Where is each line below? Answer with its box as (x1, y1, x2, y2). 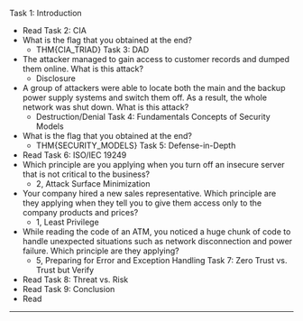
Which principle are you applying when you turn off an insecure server (22, 160, 286, 170)
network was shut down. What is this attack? (22, 102, 189, 112)
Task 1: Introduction (9, 8, 83, 18)
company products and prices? (22, 207, 139, 217)
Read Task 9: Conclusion (22, 284, 115, 294)
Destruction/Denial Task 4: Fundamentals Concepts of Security (35, 112, 271, 122)
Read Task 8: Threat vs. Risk (22, 274, 129, 285)
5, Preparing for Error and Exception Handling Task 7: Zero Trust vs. (35, 255, 288, 265)
